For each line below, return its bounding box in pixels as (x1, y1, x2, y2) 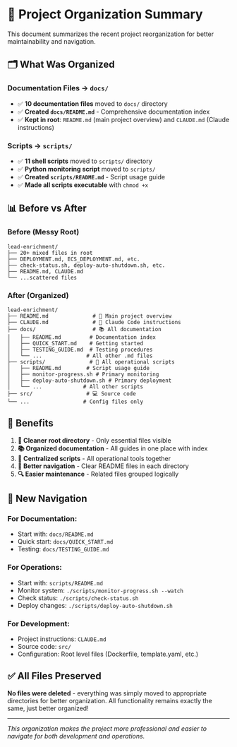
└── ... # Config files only (7, 398, 143, 405)
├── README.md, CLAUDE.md (7, 268, 83, 275)
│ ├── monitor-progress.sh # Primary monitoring (7, 371, 159, 378)
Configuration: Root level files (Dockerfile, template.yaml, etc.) (17, 650, 199, 658)
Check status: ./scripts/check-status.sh (17, 593, 139, 602)
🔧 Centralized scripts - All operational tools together (17, 454, 171, 462)
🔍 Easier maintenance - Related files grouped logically (17, 470, 179, 478)
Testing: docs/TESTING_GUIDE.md (17, 545, 109, 554)
